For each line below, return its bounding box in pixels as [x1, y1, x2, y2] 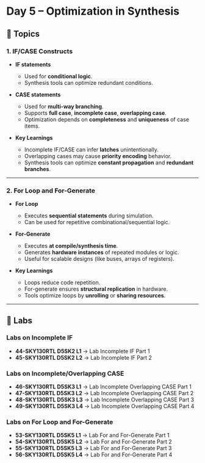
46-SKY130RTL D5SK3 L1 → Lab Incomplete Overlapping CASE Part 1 [15, 383, 192, 390]
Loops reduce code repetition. [24, 279, 101, 286]
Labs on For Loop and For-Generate [6, 418, 113, 426]
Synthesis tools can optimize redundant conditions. [24, 79, 154, 86]
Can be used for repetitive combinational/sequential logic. [24, 219, 170, 226]
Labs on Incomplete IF [6, 334, 73, 342]
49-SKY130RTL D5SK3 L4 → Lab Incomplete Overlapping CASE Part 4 [15, 403, 195, 410]
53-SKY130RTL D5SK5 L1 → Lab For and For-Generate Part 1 [15, 432, 170, 439]
